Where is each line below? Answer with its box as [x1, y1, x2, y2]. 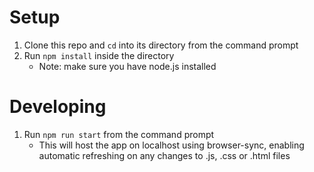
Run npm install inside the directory [23, 49, 175, 61]
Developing [9, 96, 107, 118]
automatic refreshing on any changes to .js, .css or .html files [38, 149, 291, 161]
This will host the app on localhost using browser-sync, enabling [38, 139, 305, 151]
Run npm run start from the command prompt [23, 128, 215, 140]
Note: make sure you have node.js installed [38, 60, 217, 72]
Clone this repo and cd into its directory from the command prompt [23, 39, 299, 51]
